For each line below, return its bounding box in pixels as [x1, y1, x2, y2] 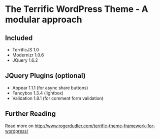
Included [5, 34, 33, 42]
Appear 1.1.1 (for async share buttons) [12, 85, 89, 91]
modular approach [5, 14, 82, 25]
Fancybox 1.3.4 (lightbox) [12, 90, 64, 96]
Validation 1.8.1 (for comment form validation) [12, 95, 104, 101]
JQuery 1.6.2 [12, 57, 38, 63]
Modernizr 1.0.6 [12, 52, 44, 58]
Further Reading [5, 110, 56, 118]
